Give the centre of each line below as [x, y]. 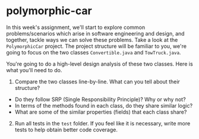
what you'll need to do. [34, 70]
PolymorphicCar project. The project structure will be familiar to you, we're [97, 46]
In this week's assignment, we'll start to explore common [76, 27]
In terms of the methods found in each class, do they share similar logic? [104, 105]
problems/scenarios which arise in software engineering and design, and [96, 33]
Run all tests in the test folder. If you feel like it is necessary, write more [102, 123]
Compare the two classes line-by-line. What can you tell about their [97, 82]
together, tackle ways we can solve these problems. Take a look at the [92, 40]
